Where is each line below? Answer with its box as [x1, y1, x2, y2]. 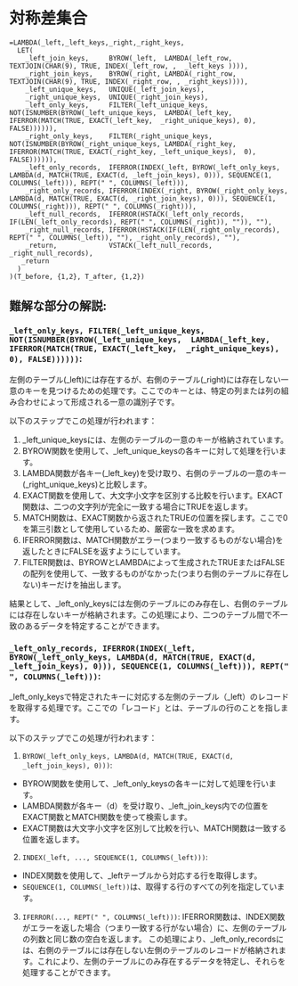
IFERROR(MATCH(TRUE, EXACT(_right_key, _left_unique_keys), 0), [9, 147, 256, 156]
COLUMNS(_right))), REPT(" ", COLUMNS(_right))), [9, 201, 197, 210]
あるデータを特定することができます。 [24, 620, 165, 631]
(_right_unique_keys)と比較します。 [21, 479, 152, 489]
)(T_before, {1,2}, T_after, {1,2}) [9, 272, 145, 281]
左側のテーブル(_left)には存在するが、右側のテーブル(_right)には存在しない [9, 374, 282, 384]
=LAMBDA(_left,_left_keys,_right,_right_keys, [9, 37, 185, 47]
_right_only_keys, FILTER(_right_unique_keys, [25, 131, 213, 141]
